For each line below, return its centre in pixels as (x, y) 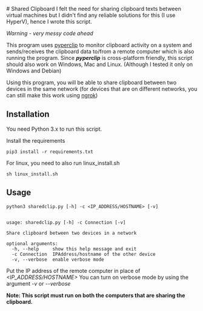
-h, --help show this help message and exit (74, 249)
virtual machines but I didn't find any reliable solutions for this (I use (91, 15)
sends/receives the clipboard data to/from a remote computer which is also (100, 51)
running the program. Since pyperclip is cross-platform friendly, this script (99, 58)
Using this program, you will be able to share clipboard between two (92, 82)
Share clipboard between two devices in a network (72, 233)
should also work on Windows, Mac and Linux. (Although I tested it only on (100, 64)
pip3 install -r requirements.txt (50, 152)
